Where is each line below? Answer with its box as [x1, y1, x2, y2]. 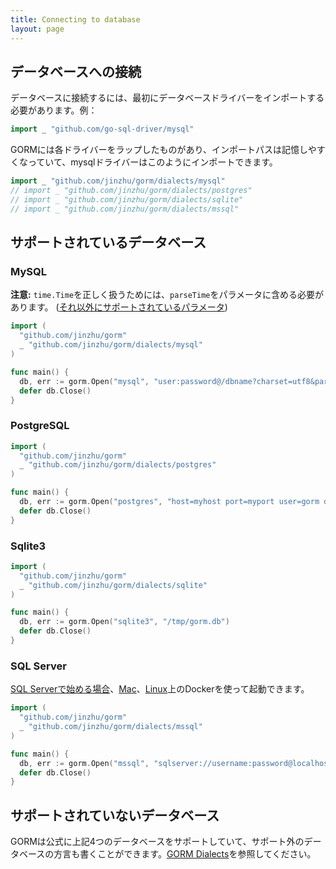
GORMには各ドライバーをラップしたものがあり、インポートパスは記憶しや [10, 144, 317, 156]
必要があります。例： [10, 104, 98, 116]
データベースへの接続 [10, 63, 142, 80]
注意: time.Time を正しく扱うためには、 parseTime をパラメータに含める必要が [10, 289, 325, 301]
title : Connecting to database [10, 14, 141, 25]
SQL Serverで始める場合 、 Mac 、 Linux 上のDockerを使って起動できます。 [10, 683, 310, 695]
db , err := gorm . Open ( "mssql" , [19, 758, 150, 768]
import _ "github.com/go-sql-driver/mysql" [10, 124, 195, 135]
